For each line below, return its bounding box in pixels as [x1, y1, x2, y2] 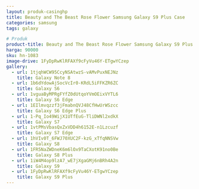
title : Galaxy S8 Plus [17, 152, 73, 158]
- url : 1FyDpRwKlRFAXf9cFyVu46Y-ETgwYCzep [11, 169, 119, 175]
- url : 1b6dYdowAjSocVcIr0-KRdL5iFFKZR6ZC [11, 80, 119, 86]
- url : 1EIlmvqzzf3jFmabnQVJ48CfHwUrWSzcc [11, 102, 119, 108]
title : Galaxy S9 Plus [17, 174, 73, 180]
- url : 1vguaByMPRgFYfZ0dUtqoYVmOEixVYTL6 [11, 92, 119, 97]
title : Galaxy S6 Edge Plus [17, 108, 86, 114]
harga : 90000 [6, 47, 39, 53]
